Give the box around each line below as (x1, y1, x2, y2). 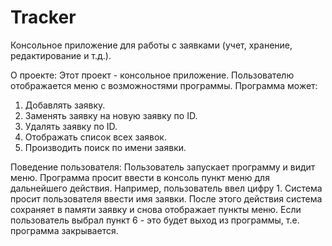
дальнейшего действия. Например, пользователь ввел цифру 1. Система (10, 182, 323, 194)
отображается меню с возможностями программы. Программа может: (10, 79, 318, 91)
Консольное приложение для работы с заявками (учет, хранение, (10, 39, 293, 51)
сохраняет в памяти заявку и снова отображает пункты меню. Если (10, 203, 302, 215)
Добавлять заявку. (24, 99, 106, 111)
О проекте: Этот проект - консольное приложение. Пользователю (10, 69, 295, 81)
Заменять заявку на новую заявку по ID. (24, 109, 198, 121)
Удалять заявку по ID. (24, 120, 118, 132)
